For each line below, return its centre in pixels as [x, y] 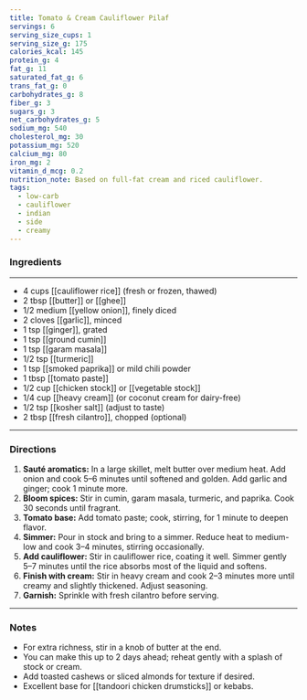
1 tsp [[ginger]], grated [65, 329]
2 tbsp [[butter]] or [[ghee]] [74, 300]
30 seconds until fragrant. [72, 508]
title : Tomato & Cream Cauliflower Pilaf [90, 18]
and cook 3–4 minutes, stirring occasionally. [121, 547]
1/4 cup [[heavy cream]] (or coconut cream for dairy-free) [132, 398]
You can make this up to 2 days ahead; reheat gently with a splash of [153, 657]
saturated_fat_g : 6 [47, 78]
